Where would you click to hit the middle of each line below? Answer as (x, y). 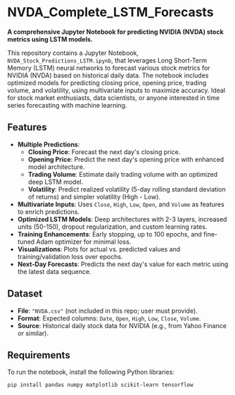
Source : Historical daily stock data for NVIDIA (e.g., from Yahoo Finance (122, 325)
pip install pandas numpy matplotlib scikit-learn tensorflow (100, 385)
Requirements (39, 355)
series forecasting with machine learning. (67, 105)
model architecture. (56, 167)
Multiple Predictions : (49, 144)
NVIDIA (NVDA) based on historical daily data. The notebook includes (108, 75)
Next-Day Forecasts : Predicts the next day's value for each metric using (123, 264)
